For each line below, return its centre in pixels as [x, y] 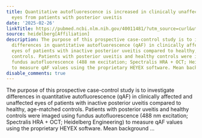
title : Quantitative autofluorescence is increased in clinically [91, 12]
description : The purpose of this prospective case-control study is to [99, 40]
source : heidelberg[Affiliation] [48, 34]
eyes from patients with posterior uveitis [67, 17]
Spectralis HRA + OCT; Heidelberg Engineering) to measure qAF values [95, 122]
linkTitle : [20, 28]
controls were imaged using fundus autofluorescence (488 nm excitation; [97, 116]
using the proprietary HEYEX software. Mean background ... [81, 128]
